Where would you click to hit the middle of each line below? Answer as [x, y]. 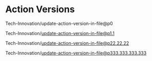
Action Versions [40, 9]
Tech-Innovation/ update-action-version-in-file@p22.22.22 [67, 43]
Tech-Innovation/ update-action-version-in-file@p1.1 [60, 33]
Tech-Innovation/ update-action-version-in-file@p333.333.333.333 [76, 53]
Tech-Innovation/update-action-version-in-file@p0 [59, 23]
